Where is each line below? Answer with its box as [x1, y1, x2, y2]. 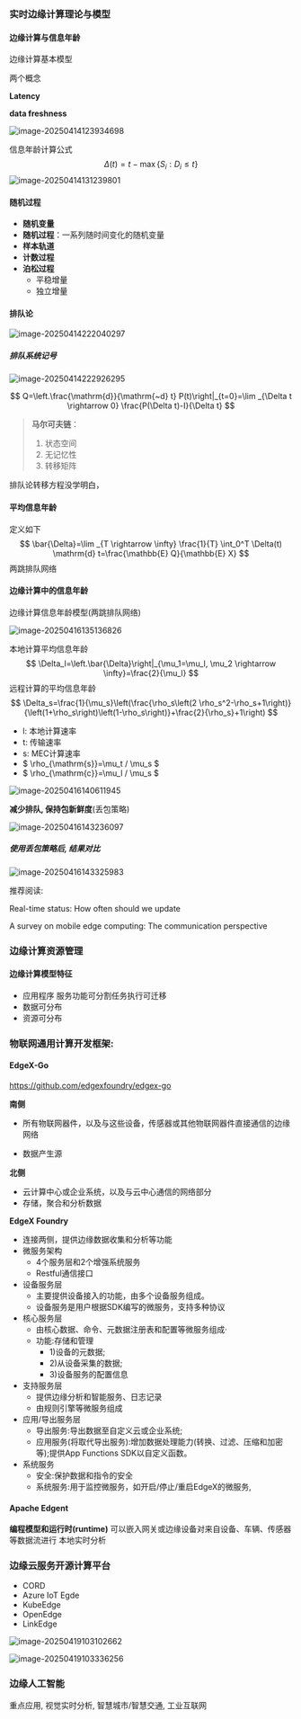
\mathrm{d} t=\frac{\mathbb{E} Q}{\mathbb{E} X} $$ [52, 548, 250, 558]
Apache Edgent [9, 1502, 69, 1513]
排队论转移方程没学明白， [9, 479, 104, 491]
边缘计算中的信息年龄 [9, 585, 88, 596]
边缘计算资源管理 [9, 944, 84, 957]
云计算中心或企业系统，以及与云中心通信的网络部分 [22, 1186, 212, 1197]
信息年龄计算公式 [9, 144, 73, 155]
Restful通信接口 [35, 1268, 94, 1278]
